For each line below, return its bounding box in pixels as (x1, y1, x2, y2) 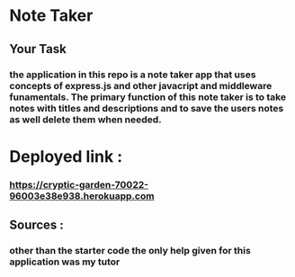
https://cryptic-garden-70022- (9, 178, 149, 191)
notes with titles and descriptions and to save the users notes (9, 102, 284, 114)
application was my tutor (9, 255, 121, 268)
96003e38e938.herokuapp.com (9, 190, 155, 202)
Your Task (9, 41, 67, 57)
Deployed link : (9, 146, 123, 166)
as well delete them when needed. (9, 113, 162, 126)
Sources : (9, 218, 65, 232)
